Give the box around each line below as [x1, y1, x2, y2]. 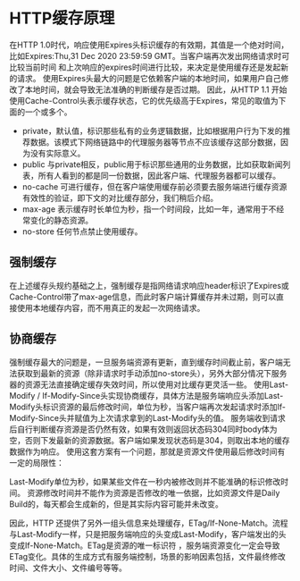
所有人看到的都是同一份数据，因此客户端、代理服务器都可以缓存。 [37, 170, 281, 181]
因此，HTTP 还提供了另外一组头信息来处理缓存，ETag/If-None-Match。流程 [9, 518, 288, 528]
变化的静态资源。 [29, 215, 94, 225]
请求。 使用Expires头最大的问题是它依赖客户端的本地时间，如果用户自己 [16, 72, 281, 83]
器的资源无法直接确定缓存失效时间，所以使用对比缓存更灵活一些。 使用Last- [9, 379, 288, 390]
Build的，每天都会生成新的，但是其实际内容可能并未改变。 [9, 498, 223, 509]
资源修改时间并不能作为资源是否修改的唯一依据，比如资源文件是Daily [26, 487, 280, 498]
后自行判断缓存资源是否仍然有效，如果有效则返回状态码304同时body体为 [9, 424, 278, 434]
